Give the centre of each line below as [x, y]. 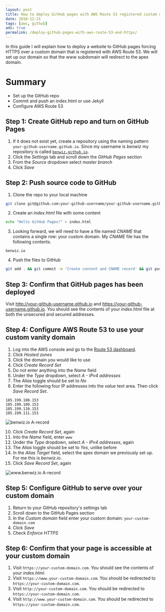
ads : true [16, 28]
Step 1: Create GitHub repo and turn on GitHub [77, 122]
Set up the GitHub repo [36, 95]
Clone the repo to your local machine [50, 194]
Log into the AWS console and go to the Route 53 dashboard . [74, 349]
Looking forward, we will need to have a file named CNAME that [77, 231]
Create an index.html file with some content [57, 213]
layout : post [19, 10]
